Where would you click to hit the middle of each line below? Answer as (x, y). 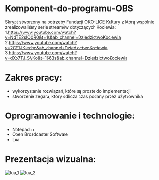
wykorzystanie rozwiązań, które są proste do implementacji (71, 91)
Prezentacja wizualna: (50, 159)
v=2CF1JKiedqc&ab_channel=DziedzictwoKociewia (56, 48)
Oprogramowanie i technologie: (70, 116)
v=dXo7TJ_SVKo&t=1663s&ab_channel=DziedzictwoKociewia (66, 58)
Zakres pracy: (33, 78)
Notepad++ (24, 129)
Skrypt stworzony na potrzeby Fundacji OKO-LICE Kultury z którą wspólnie (80, 22)
